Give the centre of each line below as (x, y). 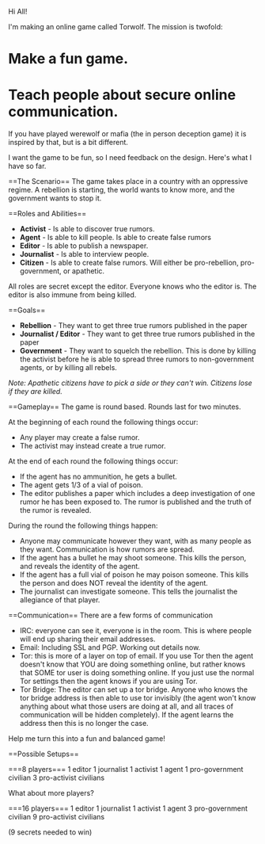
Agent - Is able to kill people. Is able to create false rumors (115, 238)
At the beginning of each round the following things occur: (103, 422)
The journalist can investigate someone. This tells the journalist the (129, 592)
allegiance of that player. (60, 600)
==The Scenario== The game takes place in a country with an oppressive (128, 181)
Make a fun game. (68, 59)
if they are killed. (36, 391)
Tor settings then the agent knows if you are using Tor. (108, 682)
